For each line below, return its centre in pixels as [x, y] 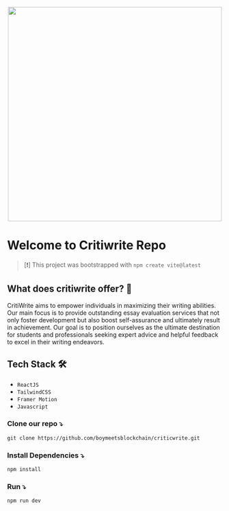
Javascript [32, 407]
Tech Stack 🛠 [37, 365]
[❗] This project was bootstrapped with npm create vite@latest [112, 265]
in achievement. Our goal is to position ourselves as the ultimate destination [113, 327]
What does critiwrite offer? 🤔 [70, 289]
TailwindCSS [34, 392]
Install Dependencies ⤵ [46, 455]
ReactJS [28, 385]
